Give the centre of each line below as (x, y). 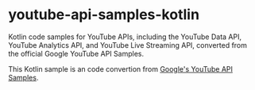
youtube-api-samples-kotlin (104, 15)
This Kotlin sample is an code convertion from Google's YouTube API (120, 68)
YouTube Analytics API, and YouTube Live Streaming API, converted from (128, 45)
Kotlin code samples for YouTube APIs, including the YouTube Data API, (125, 37)
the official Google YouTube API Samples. (76, 53)
